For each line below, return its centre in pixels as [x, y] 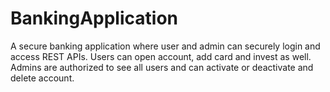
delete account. [42, 78]
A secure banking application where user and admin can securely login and [165, 46]
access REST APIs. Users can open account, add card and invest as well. [161, 56]
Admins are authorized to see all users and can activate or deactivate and [162, 67]
